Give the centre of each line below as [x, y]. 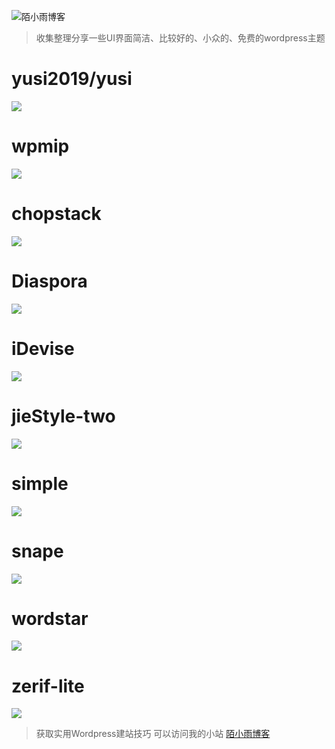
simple [40, 483]
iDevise [43, 348]
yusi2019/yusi [72, 79]
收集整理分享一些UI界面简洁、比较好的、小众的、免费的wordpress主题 [180, 38]
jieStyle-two [63, 416]
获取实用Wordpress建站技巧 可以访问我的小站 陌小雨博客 [153, 734]
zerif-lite [48, 686]
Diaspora [49, 281]
